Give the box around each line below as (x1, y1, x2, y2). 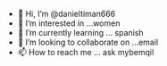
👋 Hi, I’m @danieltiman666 (17, 9, 116, 19)
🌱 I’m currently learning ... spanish (17, 28, 145, 37)
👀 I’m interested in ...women (17, 18, 121, 29)
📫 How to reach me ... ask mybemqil (17, 47, 154, 57)
